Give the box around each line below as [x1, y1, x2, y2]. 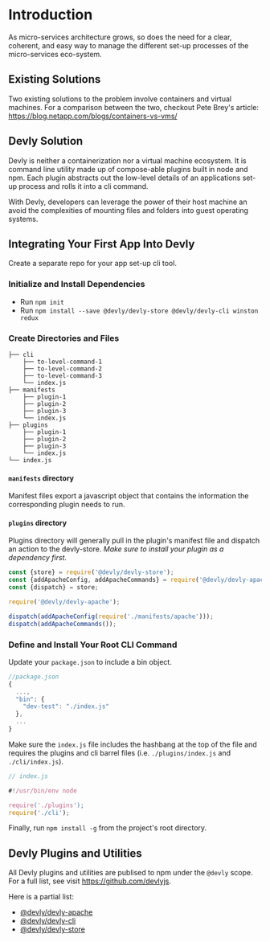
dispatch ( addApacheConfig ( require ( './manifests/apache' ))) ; [8, 612, 215, 620]
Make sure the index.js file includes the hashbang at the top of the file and [8, 739, 257, 749]
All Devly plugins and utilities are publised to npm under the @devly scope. [8, 868, 253, 878]
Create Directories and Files [8, 332, 120, 343]
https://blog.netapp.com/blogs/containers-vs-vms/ [8, 111, 178, 121]
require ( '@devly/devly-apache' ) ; [8, 598, 121, 606]
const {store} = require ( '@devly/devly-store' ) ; [8, 568, 174, 576]
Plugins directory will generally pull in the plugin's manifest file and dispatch [8, 536, 260, 546]
